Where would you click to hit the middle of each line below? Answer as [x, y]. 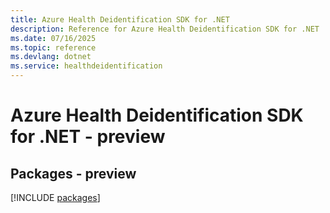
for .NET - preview [88, 137]
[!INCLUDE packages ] [55, 197]
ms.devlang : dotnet [51, 57]
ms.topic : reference [53, 47]
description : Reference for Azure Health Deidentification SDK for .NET [165, 29]
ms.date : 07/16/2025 [53, 38]
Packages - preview [73, 173]
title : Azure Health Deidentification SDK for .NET [120, 19]
